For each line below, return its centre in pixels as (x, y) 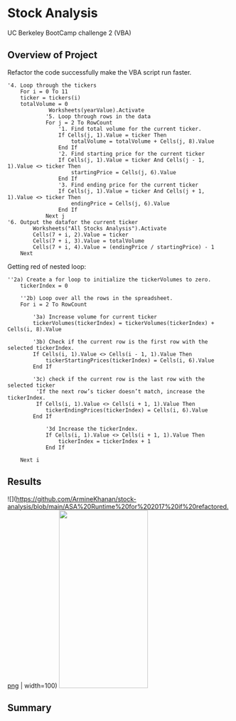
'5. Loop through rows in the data (98, 116)
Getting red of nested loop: (47, 266)
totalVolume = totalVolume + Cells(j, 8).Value (143, 141)
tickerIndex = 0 (44, 286)
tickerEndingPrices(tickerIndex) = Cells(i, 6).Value (127, 410)
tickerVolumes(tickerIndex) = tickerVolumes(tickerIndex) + (124, 323)
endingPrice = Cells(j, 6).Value (120, 203)
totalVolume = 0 (44, 104)
